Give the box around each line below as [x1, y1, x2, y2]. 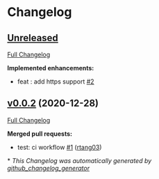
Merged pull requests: [7, 130, 73, 138]
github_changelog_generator [7, 164, 90, 172]
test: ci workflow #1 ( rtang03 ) [17, 143, 102, 151]
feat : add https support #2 [17, 77, 95, 86]
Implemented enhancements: [7, 64, 94, 72]
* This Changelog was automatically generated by [7, 156, 152, 164]
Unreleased [7, 32, 59, 44]
